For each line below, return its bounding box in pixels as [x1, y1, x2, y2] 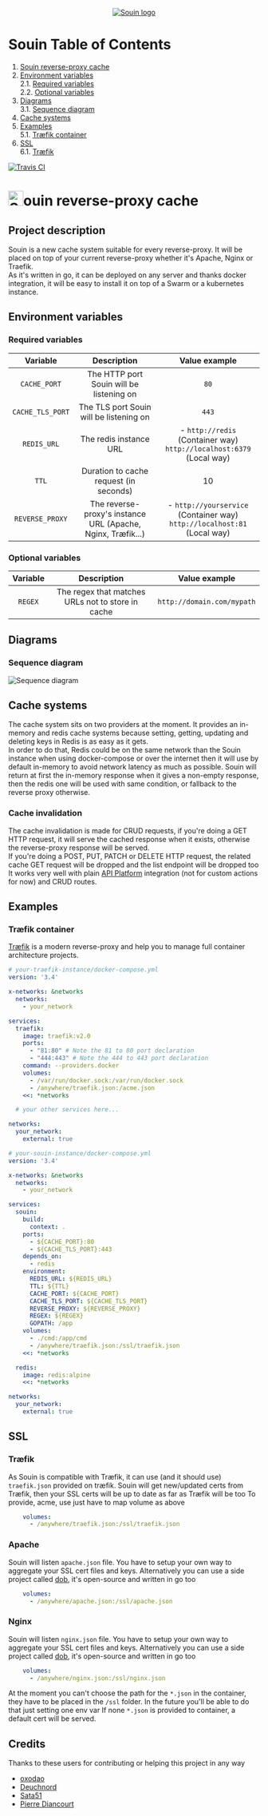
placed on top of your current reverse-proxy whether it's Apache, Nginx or [8, 252, 254, 263]
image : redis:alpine [22, 1371, 91, 1379]
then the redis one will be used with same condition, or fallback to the [8, 779, 237, 789]
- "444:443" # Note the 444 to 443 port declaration [29, 1055, 209, 1063]
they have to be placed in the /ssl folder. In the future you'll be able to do [8, 1697, 250, 1707]
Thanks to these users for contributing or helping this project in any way [8, 1758, 246, 1768]
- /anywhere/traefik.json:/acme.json [29, 1083, 156, 1092]
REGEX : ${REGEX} [29, 1312, 84, 1320]
